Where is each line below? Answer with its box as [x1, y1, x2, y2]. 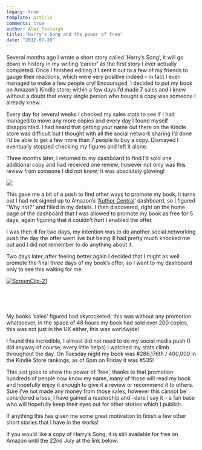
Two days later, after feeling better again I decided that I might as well [6, 253, 180, 260]
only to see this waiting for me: [6, 266, 83, 273]
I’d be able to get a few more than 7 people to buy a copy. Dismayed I [6, 136, 179, 143]
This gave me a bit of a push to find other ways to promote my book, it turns [6, 190, 196, 198]
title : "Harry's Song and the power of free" [6, 32, 123, 38]
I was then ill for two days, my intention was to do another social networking [6, 228, 196, 235]
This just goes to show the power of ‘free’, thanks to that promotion [6, 368, 174, 375]
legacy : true [6, 8, 39, 15]
